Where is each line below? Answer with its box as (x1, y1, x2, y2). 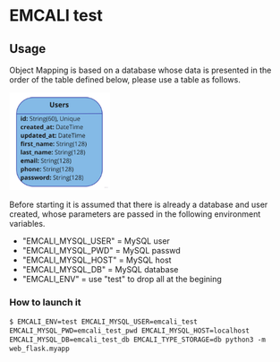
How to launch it (9, 296, 81, 308)
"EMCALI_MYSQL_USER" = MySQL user (21, 235, 170, 246)
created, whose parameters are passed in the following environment (9, 208, 261, 220)
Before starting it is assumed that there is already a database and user (9, 199, 268, 210)
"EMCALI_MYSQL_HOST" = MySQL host (21, 254, 172, 265)
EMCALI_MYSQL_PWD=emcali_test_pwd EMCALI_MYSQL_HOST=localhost (9, 326, 250, 336)
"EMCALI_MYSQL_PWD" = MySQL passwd (21, 245, 181, 255)
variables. (9, 218, 46, 228)
